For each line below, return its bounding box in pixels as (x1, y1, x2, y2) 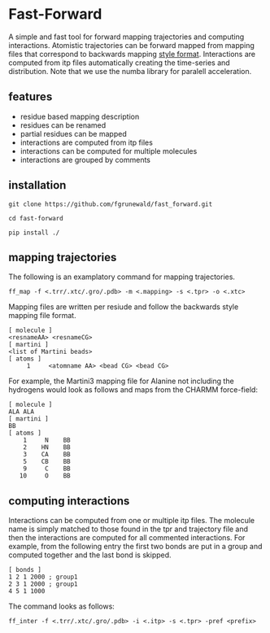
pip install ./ (8, 229, 60, 237)
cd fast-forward (8, 214, 63, 222)
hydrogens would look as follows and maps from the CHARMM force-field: (8, 385, 259, 395)
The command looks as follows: (8, 601, 115, 611)
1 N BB (23, 436, 71, 444)
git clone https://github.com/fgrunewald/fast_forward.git (8, 200, 213, 208)
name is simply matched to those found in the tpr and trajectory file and (8, 524, 249, 534)
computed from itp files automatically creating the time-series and (8, 58, 230, 68)
